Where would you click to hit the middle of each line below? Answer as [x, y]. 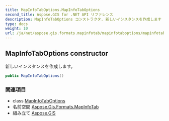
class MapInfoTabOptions [39, 100]
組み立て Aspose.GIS [34, 113]
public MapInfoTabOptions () [35, 76]
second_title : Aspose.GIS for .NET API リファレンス [59, 15]
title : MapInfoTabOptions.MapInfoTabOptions [53, 10]
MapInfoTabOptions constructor [57, 53]
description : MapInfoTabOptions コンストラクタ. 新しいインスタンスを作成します [83, 19]
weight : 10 [17, 29]
